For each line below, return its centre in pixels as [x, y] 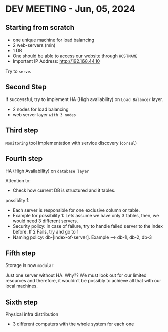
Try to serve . [18, 71]
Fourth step [24, 159]
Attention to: [18, 181]
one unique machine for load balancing [53, 40]
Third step [22, 131]
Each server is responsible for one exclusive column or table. [76, 210]
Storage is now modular [30, 265]
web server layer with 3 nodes [44, 114]
